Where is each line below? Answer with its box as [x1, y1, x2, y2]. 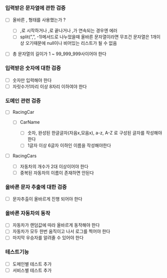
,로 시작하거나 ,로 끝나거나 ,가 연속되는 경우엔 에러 [20, 28, 118, 34]
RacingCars [12, 153, 37, 159]
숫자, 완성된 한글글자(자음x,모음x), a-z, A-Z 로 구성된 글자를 [27, 130, 145, 136]
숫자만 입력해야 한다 [12, 77, 52, 83]
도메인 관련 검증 [5, 97, 41, 104]
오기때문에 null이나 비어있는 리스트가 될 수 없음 [25, 40, 117, 46]
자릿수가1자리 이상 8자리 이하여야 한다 [12, 83, 87, 89]
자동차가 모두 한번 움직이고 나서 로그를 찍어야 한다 [12, 228, 110, 235]
